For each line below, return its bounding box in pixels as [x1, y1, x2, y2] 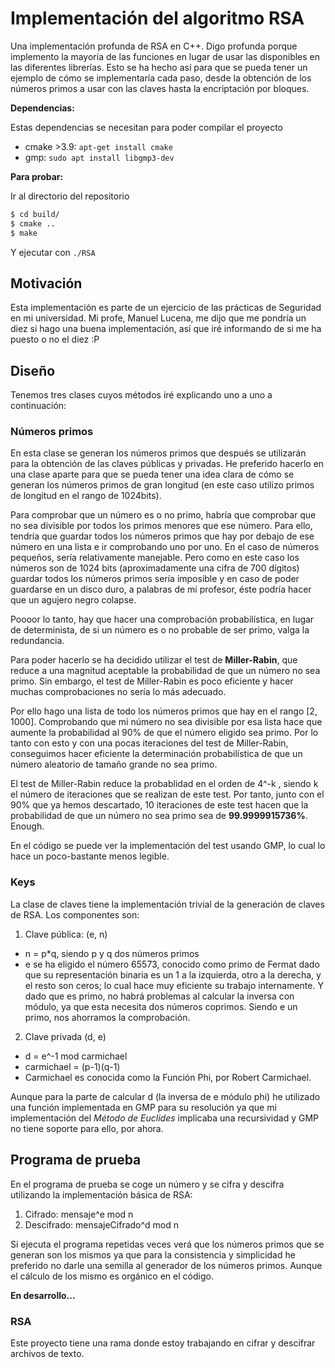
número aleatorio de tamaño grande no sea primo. [10, 758, 218, 771]
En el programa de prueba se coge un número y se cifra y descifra [10, 1178, 285, 1190]
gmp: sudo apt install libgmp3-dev [24, 151, 175, 163]
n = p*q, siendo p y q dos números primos [24, 947, 200, 959]
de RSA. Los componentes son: [10, 908, 140, 921]
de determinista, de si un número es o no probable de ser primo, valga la [10, 624, 310, 636]
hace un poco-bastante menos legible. [10, 850, 170, 862]
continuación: [10, 400, 67, 412]
